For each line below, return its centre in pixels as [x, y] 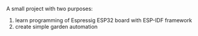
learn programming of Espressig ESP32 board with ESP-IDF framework [104, 20]
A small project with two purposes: [50, 9]
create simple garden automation [56, 27]
